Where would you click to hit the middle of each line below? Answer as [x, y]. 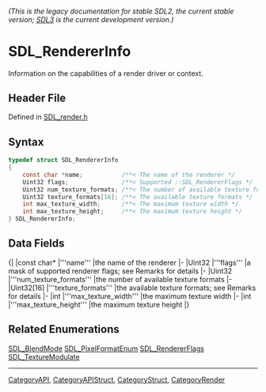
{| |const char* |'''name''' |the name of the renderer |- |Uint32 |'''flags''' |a [129, 262]
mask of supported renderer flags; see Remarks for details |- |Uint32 [120, 271]
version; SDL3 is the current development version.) [91, 19]
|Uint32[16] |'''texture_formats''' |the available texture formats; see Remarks [132, 288]
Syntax [26, 142]
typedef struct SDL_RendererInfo [63, 160]
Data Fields [36, 244]
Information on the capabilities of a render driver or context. [106, 73]
